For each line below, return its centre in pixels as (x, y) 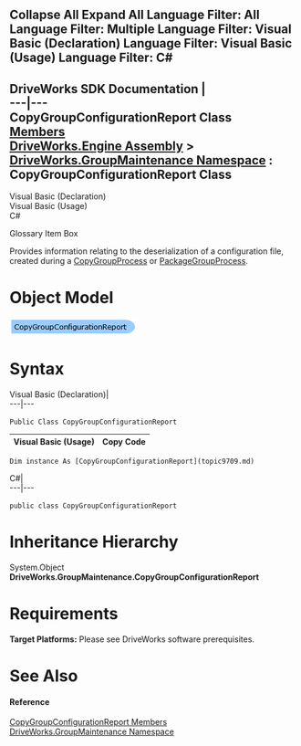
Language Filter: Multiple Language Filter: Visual (150, 30)
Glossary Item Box (44, 234)
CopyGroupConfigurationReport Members (88, 722)
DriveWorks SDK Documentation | (108, 89)
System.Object (37, 567)
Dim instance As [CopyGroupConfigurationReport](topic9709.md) (132, 462)
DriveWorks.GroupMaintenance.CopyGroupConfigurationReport (135, 577)
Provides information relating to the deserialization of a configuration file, (147, 251)
